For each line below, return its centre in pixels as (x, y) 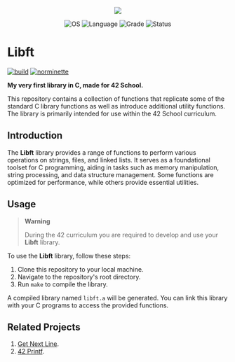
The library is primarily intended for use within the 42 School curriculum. (112, 113)
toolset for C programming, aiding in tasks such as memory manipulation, (113, 167)
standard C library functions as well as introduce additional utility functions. (116, 106)
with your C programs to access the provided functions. (88, 305)
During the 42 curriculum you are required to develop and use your (121, 235)
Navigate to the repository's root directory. (79, 277)
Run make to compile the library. (62, 284)
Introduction (35, 135)
